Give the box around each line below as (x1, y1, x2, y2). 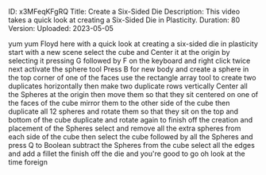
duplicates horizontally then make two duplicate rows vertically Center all (8, 81, 248, 91)
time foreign (8, 157, 48, 166)
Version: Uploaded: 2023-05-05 (8, 24, 114, 33)
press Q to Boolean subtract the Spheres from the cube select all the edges (8, 141, 256, 150)
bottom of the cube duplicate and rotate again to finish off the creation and (8, 115, 253, 124)
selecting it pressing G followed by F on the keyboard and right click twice (8, 56, 251, 65)
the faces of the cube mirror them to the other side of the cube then (8, 99, 230, 107)
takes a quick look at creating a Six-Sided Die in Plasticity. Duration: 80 (8, 15, 241, 25)
